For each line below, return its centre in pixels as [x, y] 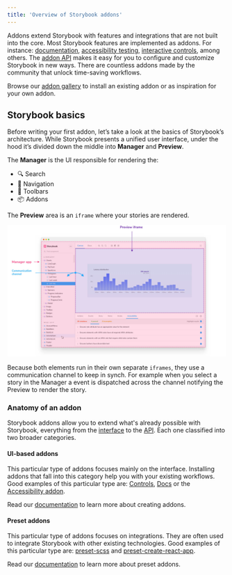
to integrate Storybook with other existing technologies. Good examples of [114, 544]
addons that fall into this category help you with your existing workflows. [111, 476]
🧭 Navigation [35, 184]
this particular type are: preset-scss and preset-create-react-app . [101, 551]
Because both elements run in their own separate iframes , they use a [106, 367]
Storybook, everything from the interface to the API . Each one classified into [116, 430]
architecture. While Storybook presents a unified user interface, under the [113, 139]
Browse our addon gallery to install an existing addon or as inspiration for [112, 86]
